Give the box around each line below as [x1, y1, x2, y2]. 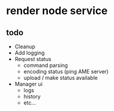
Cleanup [14, 43, 35, 50]
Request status [14, 56, 51, 62]
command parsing [23, 62, 68, 69]
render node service [6, 4, 108, 18]
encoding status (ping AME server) [23, 68, 109, 75]
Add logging [14, 49, 45, 56]
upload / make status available [23, 75, 98, 81]
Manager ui [14, 80, 43, 88]
